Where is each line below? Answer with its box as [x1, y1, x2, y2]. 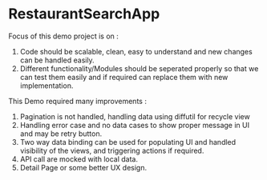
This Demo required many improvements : [8, 96, 147, 106]
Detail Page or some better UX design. [19, 162, 147, 172]
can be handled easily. [19, 55, 95, 65]
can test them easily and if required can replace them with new [19, 72, 229, 82]
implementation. [19, 81, 74, 90]
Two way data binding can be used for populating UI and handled [19, 137, 237, 146]
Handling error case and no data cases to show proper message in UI [19, 120, 250, 130]
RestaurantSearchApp [8, 5, 160, 23]
